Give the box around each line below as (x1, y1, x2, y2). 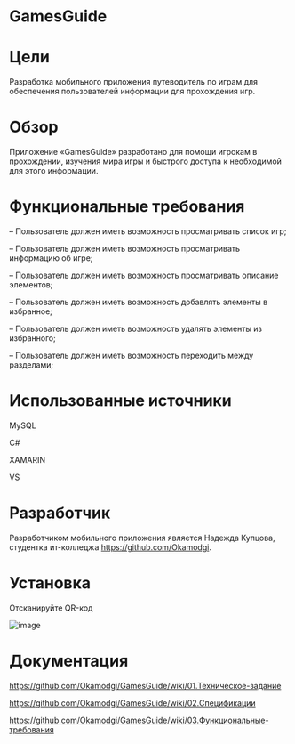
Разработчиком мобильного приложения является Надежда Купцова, (9, 532, 275, 543)
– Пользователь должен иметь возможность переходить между (9, 350, 254, 360)
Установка (9, 573, 92, 594)
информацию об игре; (9, 253, 93, 263)
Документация (9, 651, 129, 671)
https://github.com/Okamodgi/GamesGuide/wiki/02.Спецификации (9, 697, 256, 708)
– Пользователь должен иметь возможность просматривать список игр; (9, 226, 287, 237)
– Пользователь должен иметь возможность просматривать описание (9, 270, 279, 280)
